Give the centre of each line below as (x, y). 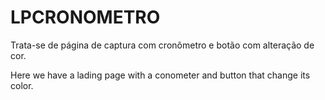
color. (22, 85)
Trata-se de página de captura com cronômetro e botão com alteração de (162, 45)
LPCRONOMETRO (85, 17)
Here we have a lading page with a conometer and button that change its (160, 75)
